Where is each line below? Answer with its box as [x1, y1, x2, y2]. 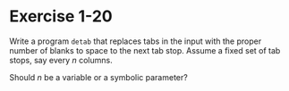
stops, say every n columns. [9, 54, 114, 65]
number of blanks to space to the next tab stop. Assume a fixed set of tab [9, 45, 281, 55]
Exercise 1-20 [9, 6, 114, 27]
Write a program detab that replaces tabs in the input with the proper [9, 36, 262, 46]
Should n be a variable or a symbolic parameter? [9, 71, 188, 82]
